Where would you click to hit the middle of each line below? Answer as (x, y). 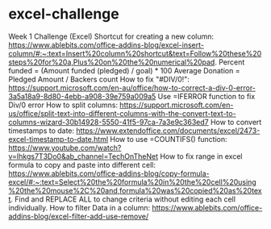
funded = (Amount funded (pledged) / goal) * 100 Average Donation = (124, 70)
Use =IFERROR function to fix (206, 96)
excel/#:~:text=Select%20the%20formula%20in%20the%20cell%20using (132, 181)
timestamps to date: (42, 131)
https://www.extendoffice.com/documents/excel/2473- (168, 131)
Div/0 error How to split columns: (63, 105)
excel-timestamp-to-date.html (58, 139)
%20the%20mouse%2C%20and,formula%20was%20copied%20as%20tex (135, 190)
